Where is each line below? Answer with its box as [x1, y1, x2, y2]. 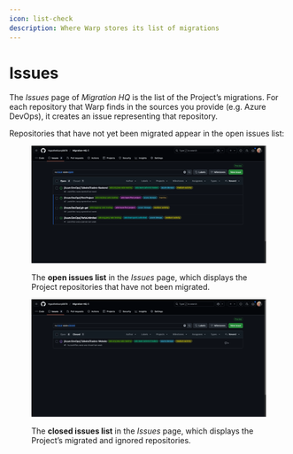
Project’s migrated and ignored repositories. [31, 434, 192, 445]
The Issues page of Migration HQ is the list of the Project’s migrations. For [9, 92, 279, 103]
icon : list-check [9, 14, 73, 23]
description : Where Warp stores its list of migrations [9, 23, 220, 33]
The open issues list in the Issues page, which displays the [31, 272, 248, 283]
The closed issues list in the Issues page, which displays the [31, 426, 254, 436]
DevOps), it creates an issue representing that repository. [9, 111, 219, 121]
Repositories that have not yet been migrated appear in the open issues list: [9, 129, 285, 139]
